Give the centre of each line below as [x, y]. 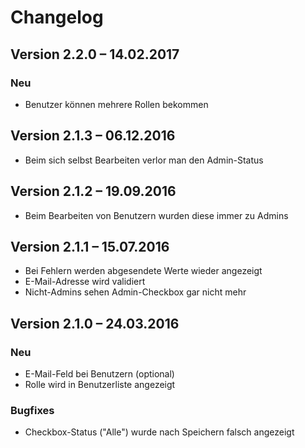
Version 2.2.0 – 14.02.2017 [95, 54]
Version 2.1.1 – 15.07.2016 [90, 246]
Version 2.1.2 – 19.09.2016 [93, 191]
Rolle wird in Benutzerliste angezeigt [100, 384]
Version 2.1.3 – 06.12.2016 [93, 136]
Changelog [57, 17]
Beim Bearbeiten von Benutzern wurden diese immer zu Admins [156, 215]
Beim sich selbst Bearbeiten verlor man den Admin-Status [144, 160]
